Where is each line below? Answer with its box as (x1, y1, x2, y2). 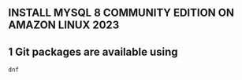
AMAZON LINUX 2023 (8, 19, 120, 32)
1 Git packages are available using (8, 45, 178, 58)
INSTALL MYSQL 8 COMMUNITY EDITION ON (8, 6, 235, 20)
